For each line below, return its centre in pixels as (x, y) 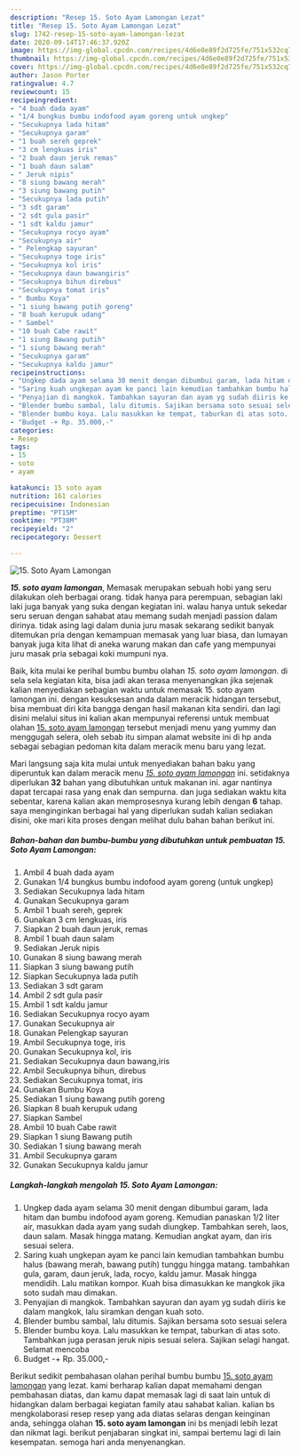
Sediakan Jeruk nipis (61, 948)
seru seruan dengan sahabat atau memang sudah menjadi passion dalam (144, 616)
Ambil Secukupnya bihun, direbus (84, 1070)
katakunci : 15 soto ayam (56, 488)
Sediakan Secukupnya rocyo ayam (86, 1014)
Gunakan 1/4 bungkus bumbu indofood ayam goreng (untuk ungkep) (148, 881)
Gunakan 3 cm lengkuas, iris (75, 919)
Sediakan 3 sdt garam (63, 985)
